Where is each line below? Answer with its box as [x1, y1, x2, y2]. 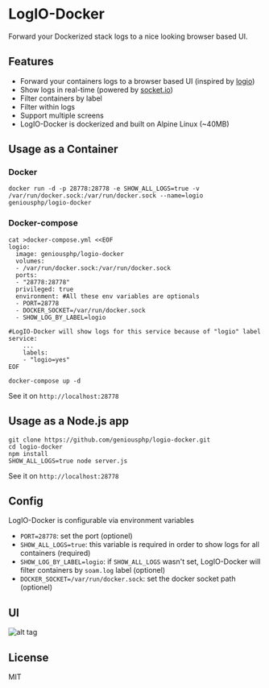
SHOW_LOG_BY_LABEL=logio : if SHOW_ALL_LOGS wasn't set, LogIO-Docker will [19, 557, 261, 566]
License [8, 650, 49, 665]
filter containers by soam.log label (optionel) [19, 566, 166, 575]
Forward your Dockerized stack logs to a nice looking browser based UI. [8, 31, 248, 41]
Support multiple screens [19, 110, 105, 120]
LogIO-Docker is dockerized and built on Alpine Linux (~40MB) [19, 118, 230, 129]
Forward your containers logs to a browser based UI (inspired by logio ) [19, 76, 255, 85]
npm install [8, 450, 48, 458]
